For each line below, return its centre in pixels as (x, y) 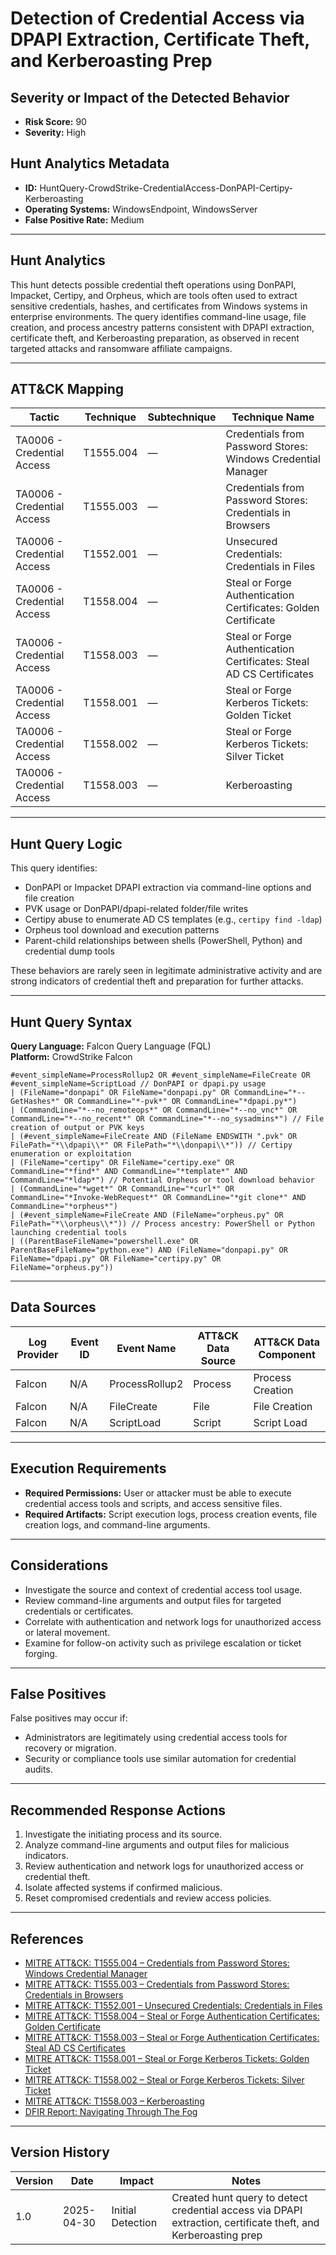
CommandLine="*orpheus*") (64, 1207)
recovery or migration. (70, 1748)
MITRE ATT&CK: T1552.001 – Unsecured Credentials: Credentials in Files (173, 2005)
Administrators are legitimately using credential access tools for (156, 1738)
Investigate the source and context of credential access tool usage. (163, 1589)
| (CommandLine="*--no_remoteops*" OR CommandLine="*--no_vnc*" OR (154, 1110)
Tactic (44, 417)
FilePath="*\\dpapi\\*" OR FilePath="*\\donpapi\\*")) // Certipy (151, 1145)
